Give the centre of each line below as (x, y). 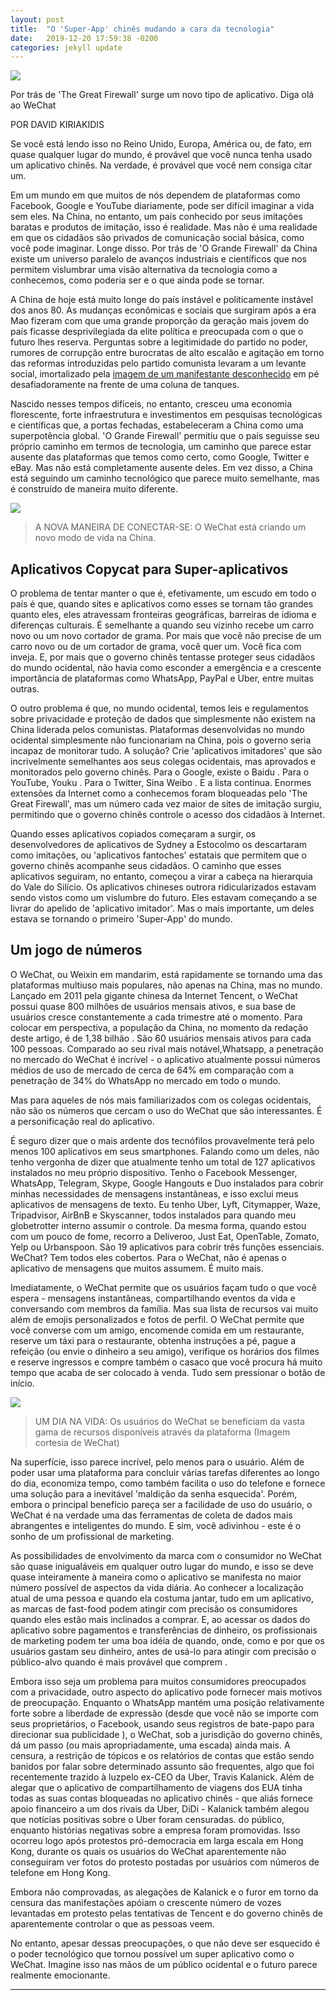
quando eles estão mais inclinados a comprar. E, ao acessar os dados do (160, 1619)
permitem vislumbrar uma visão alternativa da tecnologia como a (144, 270)
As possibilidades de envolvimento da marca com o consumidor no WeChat (166, 1555)
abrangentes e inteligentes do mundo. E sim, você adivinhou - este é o (156, 1525)
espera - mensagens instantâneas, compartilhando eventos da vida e (153, 1298)
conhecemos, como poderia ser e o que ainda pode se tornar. (137, 280)
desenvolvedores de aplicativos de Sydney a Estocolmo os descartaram (159, 845)
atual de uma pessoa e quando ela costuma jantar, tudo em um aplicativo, (162, 1598)
